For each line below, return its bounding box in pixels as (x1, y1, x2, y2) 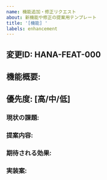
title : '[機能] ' (6, 20, 48, 26)
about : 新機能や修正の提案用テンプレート (6, 14, 97, 20)
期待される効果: (6, 149, 52, 157)
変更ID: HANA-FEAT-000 (6, 49, 101, 60)
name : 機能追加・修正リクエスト (6, 8, 76, 15)
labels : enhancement (6, 25, 58, 32)
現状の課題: (6, 114, 40, 122)
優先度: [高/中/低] (6, 94, 71, 104)
